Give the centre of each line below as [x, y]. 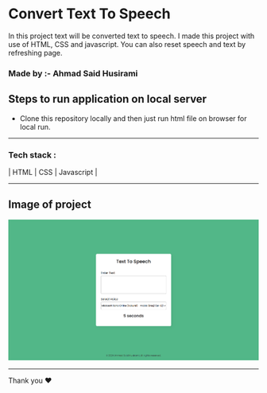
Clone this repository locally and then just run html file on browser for [133, 118]
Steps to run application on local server [108, 99]
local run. [35, 126]
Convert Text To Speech [89, 14]
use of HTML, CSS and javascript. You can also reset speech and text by [127, 44]
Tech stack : [33, 154]
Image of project [50, 205]
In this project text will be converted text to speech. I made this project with [132, 36]
